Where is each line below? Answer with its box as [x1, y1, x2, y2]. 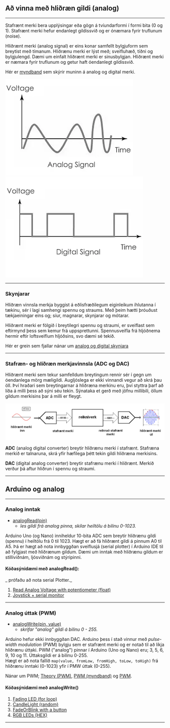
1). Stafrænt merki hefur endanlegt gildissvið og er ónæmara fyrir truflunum [5, 27, 162, 33]
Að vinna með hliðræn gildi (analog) [5, 4, 119, 13]
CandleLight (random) [12, 701, 59, 707]
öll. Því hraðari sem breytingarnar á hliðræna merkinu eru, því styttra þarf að [5, 382, 163, 389]
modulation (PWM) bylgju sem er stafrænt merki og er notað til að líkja [18, 641, 164, 648]
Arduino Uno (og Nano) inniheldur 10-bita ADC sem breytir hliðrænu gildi [5, 533, 156, 539]
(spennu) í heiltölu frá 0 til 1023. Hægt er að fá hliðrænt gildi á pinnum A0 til [5, 538, 162, 544]
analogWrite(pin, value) [12, 621, 62, 627]
